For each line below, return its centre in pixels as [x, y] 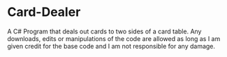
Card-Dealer [44, 12]
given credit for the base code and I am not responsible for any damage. [111, 46]
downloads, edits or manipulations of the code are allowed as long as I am [114, 38]
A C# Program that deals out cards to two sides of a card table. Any [104, 31]
